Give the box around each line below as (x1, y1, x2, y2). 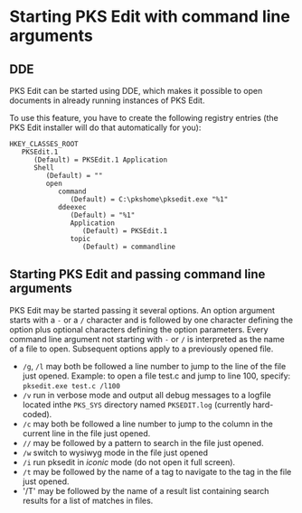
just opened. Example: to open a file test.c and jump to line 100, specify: (22, 370, 291, 381)
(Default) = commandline (81, 242, 176, 251)
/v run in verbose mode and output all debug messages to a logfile (22, 389, 271, 400)
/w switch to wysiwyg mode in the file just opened (22, 447, 209, 458)
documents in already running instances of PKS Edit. (9, 95, 205, 106)
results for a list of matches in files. (22, 495, 154, 506)
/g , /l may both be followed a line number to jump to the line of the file (22, 360, 287, 371)
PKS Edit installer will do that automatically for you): (9, 122, 202, 133)
